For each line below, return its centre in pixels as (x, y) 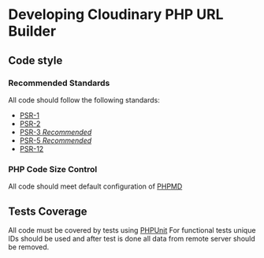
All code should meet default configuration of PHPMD (95, 186)
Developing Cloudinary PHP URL (116, 15)
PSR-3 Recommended (56, 132)
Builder (32, 31)
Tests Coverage (48, 211)
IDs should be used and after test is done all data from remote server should (132, 238)
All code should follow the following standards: (84, 99)
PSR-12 (32, 148)
